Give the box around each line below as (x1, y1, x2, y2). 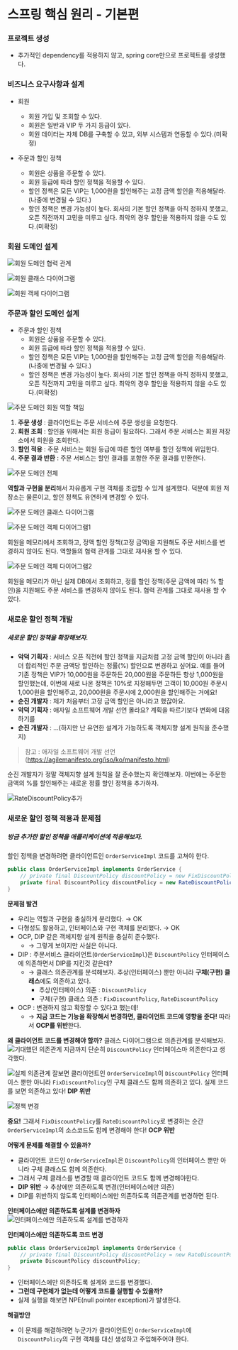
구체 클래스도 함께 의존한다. (30, 1165, 107, 1173)
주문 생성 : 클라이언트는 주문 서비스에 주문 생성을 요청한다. (17, 418, 178, 427)
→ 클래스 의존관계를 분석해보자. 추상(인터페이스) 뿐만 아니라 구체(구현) (28, 967, 223, 976)
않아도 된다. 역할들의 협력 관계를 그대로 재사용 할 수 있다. (25, 547, 183, 556)
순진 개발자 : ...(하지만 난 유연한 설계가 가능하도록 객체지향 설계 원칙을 (17, 723, 210, 732)
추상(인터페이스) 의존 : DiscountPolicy (38, 985, 147, 994)
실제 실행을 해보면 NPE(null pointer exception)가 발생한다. (17, 1296, 181, 1305)
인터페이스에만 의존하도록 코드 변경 (7, 1230, 104, 1239)
